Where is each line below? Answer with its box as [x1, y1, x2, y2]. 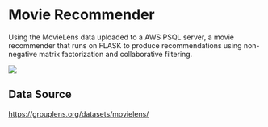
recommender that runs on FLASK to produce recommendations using [8, 40, 242, 50]
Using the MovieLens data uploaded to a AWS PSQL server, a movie [8, 32, 234, 42]
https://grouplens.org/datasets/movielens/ [8, 109, 149, 118]
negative [8, 49, 38, 59]
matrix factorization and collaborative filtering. [39, 49, 193, 59]
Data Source [8, 88, 72, 101]
